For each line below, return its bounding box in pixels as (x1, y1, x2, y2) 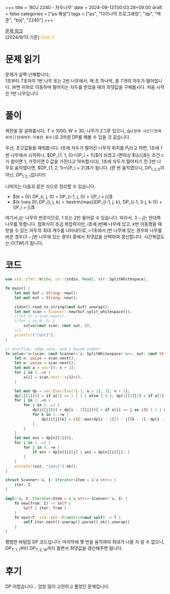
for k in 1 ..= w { (32, 412, 69, 417)
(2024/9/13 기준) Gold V (5, 34, 55, 40)
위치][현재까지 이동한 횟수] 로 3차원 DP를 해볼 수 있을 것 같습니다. (5, 134, 131, 140)
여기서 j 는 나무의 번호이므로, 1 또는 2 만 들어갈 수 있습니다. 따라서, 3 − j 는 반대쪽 (5, 215, 161, 221)
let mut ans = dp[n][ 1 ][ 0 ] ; (14, 436, 73, 441)
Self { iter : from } (23, 505, 67, 511)
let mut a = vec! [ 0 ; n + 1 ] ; (14, 365, 76, 370)
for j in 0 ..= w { (23, 445, 60, 450)
